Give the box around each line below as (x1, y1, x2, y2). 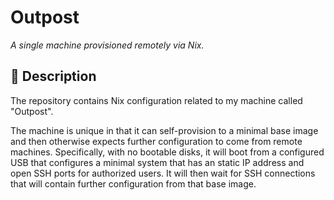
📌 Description (10, 68, 97, 85)
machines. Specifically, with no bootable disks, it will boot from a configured (10, 146, 325, 158)
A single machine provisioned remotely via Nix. (10, 39, 205, 51)
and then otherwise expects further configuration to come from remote (10, 135, 303, 147)
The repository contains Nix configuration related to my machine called (10, 94, 303, 106)
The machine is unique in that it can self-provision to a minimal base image (10, 124, 319, 136)
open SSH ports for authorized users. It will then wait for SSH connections (10, 167, 316, 179)
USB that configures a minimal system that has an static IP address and (10, 156, 305, 168)
